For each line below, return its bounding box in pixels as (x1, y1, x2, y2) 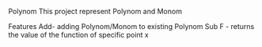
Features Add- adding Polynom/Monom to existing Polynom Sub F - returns (8, 22, 255, 31)
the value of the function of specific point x (8, 31, 149, 39)
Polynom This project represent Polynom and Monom (8, 7, 182, 16)
